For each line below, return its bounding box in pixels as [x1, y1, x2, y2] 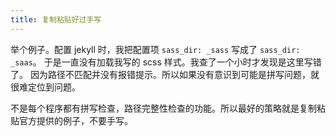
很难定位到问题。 [10, 81, 81, 93]
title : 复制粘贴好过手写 [10, 14, 102, 25]
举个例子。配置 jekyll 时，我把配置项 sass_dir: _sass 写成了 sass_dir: [10, 43, 301, 55]
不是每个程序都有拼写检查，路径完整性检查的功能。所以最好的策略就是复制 [10, 102, 317, 114]
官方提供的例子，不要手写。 [18, 114, 133, 126]
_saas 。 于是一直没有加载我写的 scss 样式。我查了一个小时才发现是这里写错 [10, 56, 322, 68]
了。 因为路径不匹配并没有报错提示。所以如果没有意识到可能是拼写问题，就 [10, 68, 320, 80]
